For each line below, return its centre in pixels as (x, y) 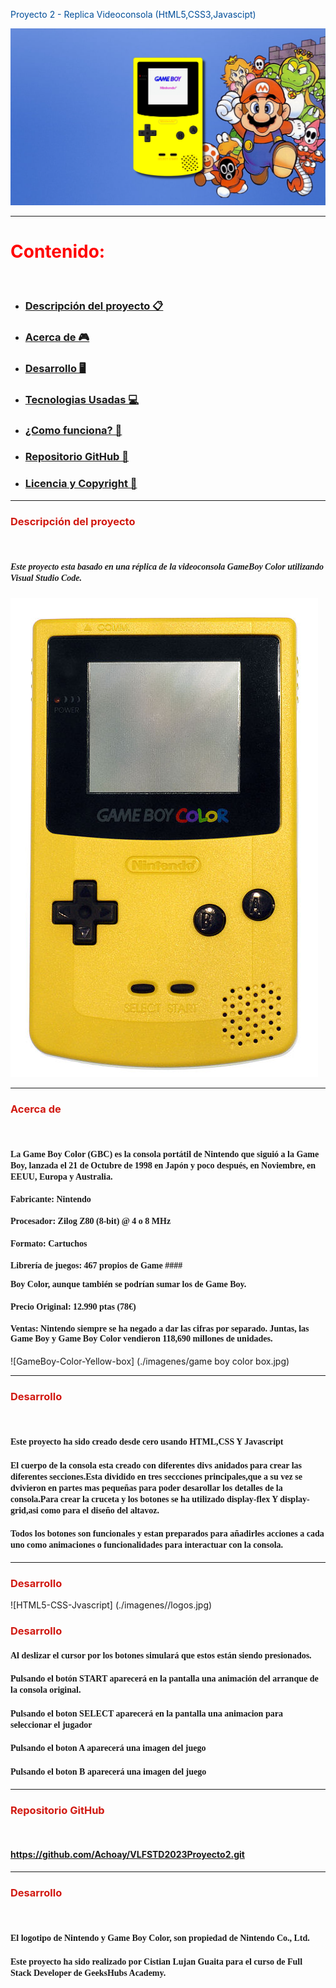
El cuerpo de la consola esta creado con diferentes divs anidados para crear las (156, 1465)
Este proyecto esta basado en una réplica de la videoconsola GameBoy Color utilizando (167, 566)
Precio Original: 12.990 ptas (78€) (73, 1306)
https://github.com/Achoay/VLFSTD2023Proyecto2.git (127, 1855)
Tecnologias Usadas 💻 (82, 399)
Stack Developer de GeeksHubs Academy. (88, 1972)
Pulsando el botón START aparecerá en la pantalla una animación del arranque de (164, 1679)
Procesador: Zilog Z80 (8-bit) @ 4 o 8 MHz (91, 1221)
